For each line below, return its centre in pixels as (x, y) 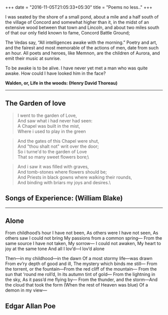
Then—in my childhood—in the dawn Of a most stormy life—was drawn (79, 259)
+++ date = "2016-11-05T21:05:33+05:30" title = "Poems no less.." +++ (79, 7)
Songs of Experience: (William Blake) (64, 198)
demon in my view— (26, 290)
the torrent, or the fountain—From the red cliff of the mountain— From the (81, 269)
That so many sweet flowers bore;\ (53, 157)
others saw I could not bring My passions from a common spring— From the (84, 238)
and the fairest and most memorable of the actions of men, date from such (82, 48)
